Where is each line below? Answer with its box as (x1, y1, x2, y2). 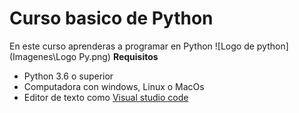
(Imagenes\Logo (9, 50, 77, 62)
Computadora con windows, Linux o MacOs (23, 80, 205, 92)
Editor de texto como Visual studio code (23, 91, 189, 103)
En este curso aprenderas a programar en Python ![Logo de (9, 40, 255, 52)
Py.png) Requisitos (78, 50, 159, 62)
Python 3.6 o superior (23, 70, 114, 82)
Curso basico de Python (9, 7, 214, 30)
